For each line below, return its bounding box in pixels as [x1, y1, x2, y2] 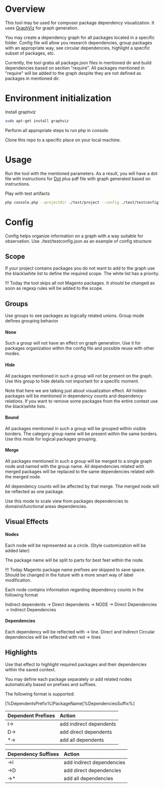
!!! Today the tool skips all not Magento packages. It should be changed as [5, 280, 155, 286]
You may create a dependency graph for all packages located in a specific [5, 34, 155, 40]
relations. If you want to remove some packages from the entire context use [5, 398, 158, 404]
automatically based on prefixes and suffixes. [5, 681, 97, 687]
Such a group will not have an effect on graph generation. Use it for [5, 340, 141, 346]
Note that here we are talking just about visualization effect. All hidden [5, 387, 147, 393]
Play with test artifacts [5, 190, 50, 196]
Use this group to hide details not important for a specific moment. [5, 378, 140, 384]
